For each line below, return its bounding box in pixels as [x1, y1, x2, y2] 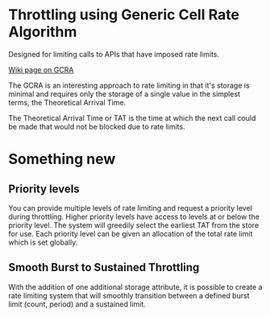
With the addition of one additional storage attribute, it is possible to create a [8, 282, 263, 291]
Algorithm [8, 23, 77, 41]
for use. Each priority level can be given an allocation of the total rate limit [8, 228, 253, 238]
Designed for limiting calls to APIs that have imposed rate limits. [8, 49, 220, 59]
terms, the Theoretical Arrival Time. [8, 97, 127, 107]
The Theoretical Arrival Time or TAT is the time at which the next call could [8, 113, 256, 122]
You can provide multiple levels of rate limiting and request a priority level [8, 203, 252, 212]
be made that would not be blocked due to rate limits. [8, 121, 185, 131]
